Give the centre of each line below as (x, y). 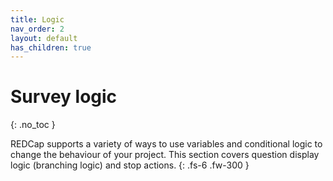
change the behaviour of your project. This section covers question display (165, 155)
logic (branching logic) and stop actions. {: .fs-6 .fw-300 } (130, 165)
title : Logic (37, 19)
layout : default (44, 38)
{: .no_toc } (33, 125)
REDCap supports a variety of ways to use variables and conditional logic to (166, 144)
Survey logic (64, 97)
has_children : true (51, 47)
